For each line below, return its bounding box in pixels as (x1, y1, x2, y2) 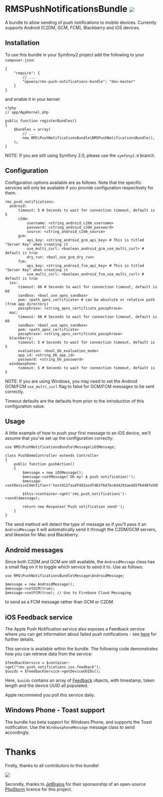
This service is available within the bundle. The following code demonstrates (5, 646, 158, 651)
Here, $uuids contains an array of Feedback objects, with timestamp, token (5, 678, 155, 683)
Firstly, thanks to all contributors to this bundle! (5, 762, 99, 768)
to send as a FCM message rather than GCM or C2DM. (5, 599, 114, 605)
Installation (5, 39, 40, 47)
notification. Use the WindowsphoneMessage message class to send (5, 724, 135, 730)
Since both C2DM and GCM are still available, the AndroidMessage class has (5, 559, 155, 565)
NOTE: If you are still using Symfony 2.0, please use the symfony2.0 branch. (5, 152, 156, 158)
